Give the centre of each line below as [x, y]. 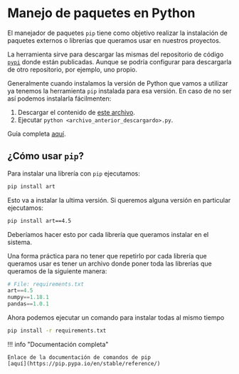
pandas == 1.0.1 [28, 304]
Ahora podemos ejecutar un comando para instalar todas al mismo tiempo [116, 318]
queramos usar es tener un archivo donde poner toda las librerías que [110, 263]
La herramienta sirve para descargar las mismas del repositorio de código [116, 54]
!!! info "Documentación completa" [58, 344]
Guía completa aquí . [37, 133]
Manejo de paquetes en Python [101, 13]
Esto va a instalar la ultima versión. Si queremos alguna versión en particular [119, 200]
